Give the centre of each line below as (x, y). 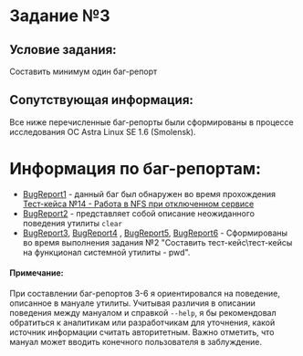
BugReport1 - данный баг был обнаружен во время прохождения (149, 194)
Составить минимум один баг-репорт (84, 71)
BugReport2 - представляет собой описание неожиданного (139, 213)
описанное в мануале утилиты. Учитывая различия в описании (132, 303)
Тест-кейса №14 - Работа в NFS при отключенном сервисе (138, 204)
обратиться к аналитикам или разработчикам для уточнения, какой (142, 322)
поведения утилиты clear (73, 223)
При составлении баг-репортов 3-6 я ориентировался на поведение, (145, 293)
